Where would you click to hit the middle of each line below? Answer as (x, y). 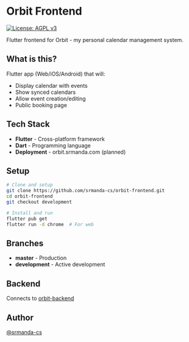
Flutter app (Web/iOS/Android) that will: (56, 74)
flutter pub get (27, 219)
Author (20, 317)
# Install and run (30, 213)
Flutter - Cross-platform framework (60, 139)
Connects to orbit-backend (40, 298)
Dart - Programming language (53, 145)
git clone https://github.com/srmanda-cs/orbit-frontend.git (86, 191)
